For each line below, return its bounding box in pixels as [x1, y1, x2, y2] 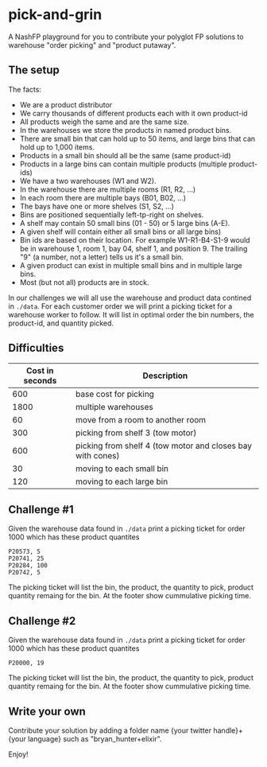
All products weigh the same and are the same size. [19, 117, 189, 127]
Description [142, 370, 188, 381]
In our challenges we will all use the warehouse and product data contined [8, 293, 252, 302]
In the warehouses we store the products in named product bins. [19, 125, 232, 134]
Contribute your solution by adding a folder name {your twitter [8, 726, 212, 735]
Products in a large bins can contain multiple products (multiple [19, 159, 227, 169]
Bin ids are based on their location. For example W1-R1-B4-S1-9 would [19, 235, 250, 244]
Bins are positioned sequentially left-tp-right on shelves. [19, 209, 204, 220]
